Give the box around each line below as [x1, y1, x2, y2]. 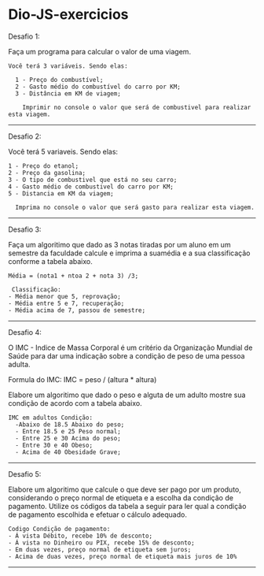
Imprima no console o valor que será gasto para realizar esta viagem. [15, 203, 255, 211]
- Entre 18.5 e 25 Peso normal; [15, 427, 122, 435]
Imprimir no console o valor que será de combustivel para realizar [22, 103, 251, 111]
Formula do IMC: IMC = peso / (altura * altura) [8, 374, 157, 384]
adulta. [8, 359, 31, 369]
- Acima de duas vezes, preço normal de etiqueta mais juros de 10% [8, 552, 237, 560]
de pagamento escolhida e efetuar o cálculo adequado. [8, 510, 187, 519]
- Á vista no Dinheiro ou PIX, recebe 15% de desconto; [8, 538, 195, 547]
